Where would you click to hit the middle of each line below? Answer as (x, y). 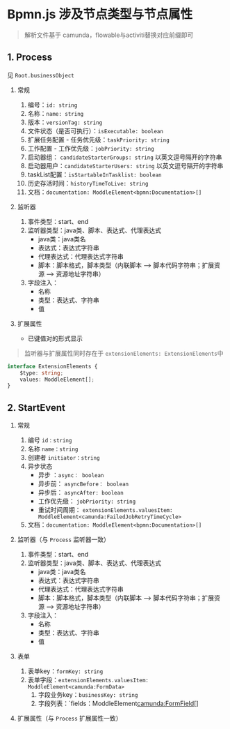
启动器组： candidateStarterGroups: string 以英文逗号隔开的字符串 (125, 157)
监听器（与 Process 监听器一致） (63, 540)
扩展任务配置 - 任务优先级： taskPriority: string (99, 140)
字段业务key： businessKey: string (88, 695)
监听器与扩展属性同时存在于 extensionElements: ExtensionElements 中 (124, 353)
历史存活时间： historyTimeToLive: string (88, 183)
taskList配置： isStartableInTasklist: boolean (95, 174)
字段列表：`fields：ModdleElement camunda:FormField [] (118, 704)
